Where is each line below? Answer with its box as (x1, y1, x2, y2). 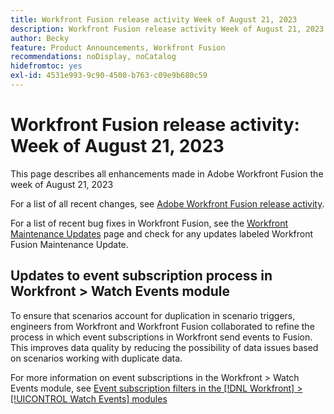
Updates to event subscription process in (10, 267, 273, 285)
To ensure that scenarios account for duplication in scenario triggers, (10, 309, 296, 321)
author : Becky (10, 33, 70, 43)
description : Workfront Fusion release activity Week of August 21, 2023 (10, 24, 325, 34)
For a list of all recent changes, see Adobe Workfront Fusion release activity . (10, 197, 325, 210)
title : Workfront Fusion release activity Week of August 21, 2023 (10, 14, 298, 25)
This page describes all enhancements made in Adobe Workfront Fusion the (10, 167, 324, 180)
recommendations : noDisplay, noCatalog (10, 52, 177, 62)
